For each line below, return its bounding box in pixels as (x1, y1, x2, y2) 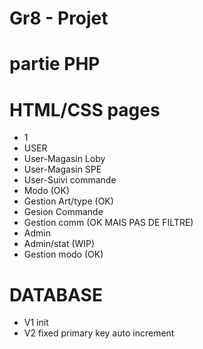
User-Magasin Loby (23, 153, 106, 165)
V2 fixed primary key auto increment (23, 327, 175, 339)
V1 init (23, 317, 49, 329)
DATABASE (9, 283, 103, 306)
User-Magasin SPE (23, 163, 102, 176)
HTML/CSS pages (9, 98, 161, 121)
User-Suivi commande (23, 174, 117, 186)
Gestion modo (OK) (23, 248, 104, 261)
